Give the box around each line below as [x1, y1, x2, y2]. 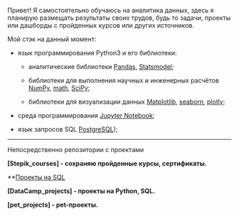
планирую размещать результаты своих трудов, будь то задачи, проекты [7, 13, 231, 22]
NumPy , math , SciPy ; [28, 84, 90, 92]
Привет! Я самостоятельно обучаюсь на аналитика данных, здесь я [7, 6, 214, 14]
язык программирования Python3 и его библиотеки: [17, 49, 177, 57]
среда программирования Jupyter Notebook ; [17, 112, 155, 119]
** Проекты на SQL [7, 173, 65, 181]
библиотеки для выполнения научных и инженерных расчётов [28, 76, 219, 85]
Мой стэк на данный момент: [7, 35, 97, 43]
